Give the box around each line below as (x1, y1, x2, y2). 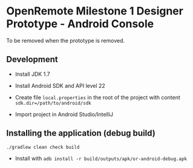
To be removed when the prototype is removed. (6, 37, 125, 44)
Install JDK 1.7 (15, 70, 50, 78)
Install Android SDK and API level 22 (15, 82, 106, 89)
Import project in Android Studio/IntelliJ (15, 110, 114, 118)
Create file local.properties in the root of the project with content (15, 93, 180, 101)
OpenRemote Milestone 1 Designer (6, 4, 183, 18)
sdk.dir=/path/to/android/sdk (15, 100, 92, 106)
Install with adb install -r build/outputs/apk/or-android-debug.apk (15, 155, 188, 162)
